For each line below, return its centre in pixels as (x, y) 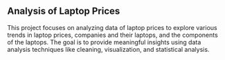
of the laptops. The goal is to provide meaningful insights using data (104, 42)
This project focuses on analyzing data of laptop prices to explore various (112, 27)
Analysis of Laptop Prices (64, 11)
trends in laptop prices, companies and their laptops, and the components (112, 35)
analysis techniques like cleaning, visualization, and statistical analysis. (108, 49)
